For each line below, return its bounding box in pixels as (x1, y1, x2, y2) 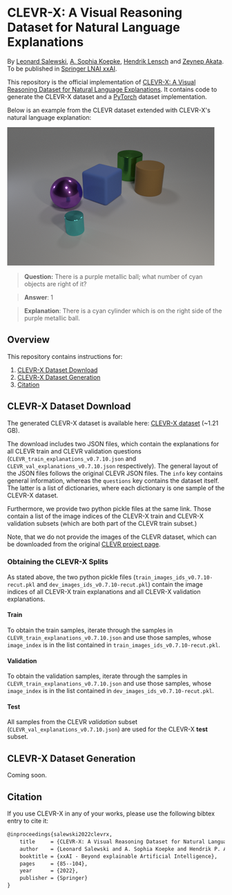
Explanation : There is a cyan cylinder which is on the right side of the (23, 306, 222, 315)
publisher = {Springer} (19, 875, 88, 882)
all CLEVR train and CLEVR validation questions (7, 447, 142, 455)
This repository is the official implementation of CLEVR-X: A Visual (7, 77, 196, 86)
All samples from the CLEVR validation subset (7, 718, 138, 726)
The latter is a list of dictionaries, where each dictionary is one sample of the (7, 483, 225, 492)
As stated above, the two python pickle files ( (7, 573, 136, 581)
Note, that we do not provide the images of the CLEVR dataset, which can (7, 533, 217, 541)
